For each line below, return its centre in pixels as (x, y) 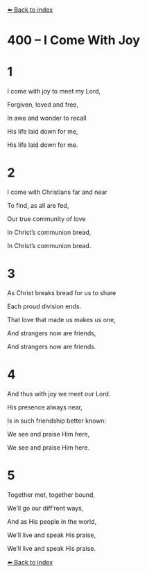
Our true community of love (46, 219)
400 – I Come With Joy (74, 41)
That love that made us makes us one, (61, 320)
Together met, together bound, (51, 495)
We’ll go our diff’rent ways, (45, 508)
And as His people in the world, (52, 521)
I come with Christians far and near (57, 192)
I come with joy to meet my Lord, (54, 91)
